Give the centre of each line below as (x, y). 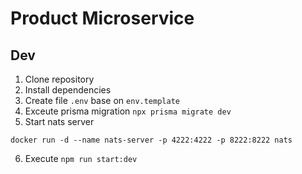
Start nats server (59, 121)
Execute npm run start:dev (81, 158)
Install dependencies (68, 90)
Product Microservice (102, 18)
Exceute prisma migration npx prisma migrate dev (128, 111)
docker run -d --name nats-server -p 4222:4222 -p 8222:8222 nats (151, 140)
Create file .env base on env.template (102, 100)
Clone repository (59, 79)
